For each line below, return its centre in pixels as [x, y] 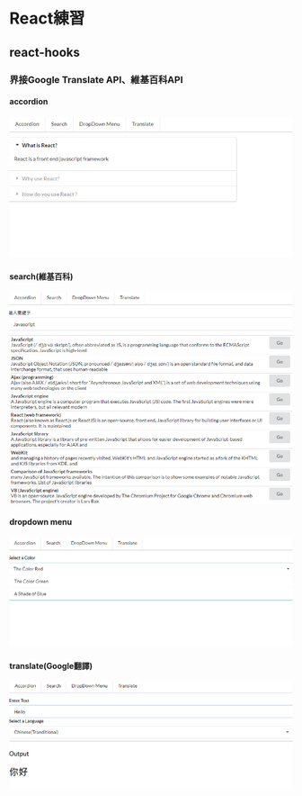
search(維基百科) [41, 276]
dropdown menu [41, 522]
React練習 [47, 18]
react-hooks [45, 52]
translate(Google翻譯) [51, 665]
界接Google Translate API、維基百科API [96, 79]
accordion [29, 102]
